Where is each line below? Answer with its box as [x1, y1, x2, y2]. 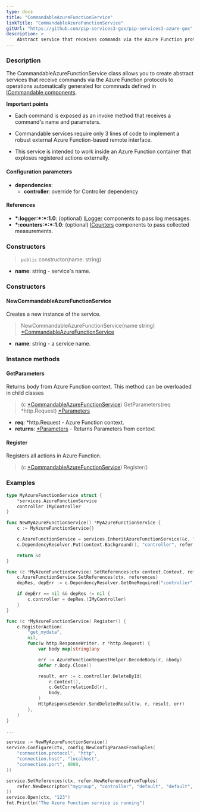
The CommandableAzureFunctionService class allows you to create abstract [6, 70, 193, 77]
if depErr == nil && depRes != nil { [17, 591, 111, 597]
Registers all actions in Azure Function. [6, 452, 102, 459]
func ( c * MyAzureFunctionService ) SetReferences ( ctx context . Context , [6, 569, 185, 575]
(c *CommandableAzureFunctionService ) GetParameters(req [20, 401, 171, 408]
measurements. [14, 227, 54, 234]
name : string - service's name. [14, 267, 91, 274]
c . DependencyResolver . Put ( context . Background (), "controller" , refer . [17, 542, 196, 548]
